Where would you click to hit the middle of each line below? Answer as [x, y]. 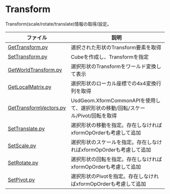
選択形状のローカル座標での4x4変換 [113, 83]
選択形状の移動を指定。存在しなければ [116, 125]
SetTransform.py [28, 57]
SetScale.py [22, 145]
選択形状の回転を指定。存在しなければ [116, 159]
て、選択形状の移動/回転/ [100, 108]
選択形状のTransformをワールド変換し [116, 66]
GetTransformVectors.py [37, 108]
